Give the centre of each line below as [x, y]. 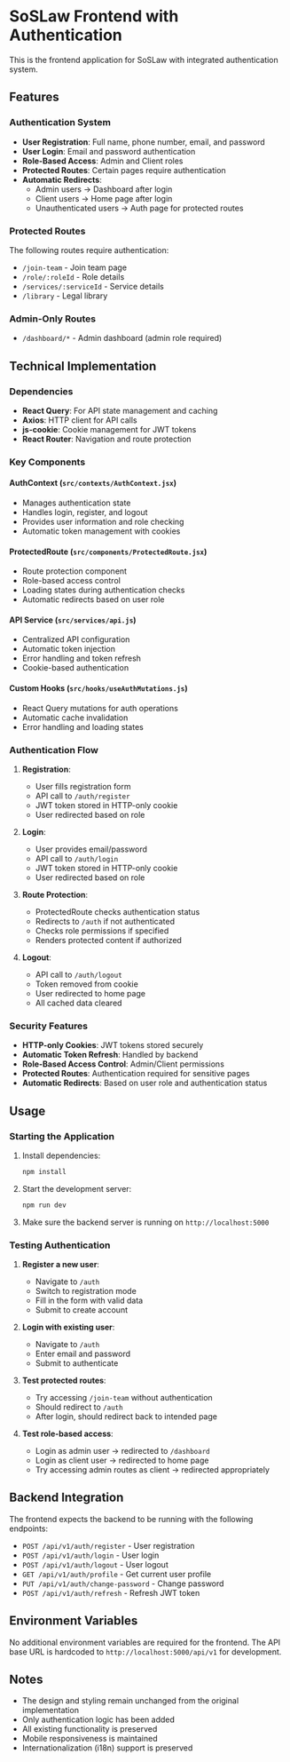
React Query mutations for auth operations [100, 708]
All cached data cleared [78, 1003]
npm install [44, 1171]
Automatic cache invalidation [75, 718]
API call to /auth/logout [78, 974]
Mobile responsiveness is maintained [90, 1739]
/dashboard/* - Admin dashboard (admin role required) [122, 338]
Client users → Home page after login [104, 198]
